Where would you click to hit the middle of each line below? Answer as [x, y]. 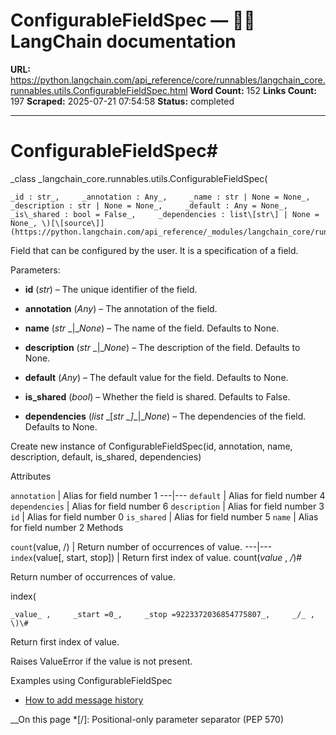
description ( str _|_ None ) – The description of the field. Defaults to [162, 347]
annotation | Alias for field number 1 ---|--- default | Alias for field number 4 [168, 495]
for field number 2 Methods [67, 527]
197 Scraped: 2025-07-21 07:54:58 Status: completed [122, 101]
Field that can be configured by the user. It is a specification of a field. [154, 250]
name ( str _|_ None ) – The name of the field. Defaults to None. [152, 328]
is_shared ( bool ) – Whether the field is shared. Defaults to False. [157, 396]
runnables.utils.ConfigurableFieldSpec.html [99, 90]
